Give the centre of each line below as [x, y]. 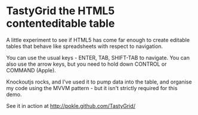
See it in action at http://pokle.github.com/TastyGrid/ [71, 106]
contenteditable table [61, 23]
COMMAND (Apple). [31, 70]
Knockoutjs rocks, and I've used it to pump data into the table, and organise [99, 82]
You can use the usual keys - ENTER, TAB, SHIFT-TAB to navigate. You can [98, 57]
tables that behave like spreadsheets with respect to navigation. [84, 46]
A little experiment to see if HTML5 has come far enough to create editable [98, 40]
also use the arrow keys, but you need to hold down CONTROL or [86, 64]
